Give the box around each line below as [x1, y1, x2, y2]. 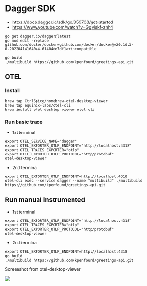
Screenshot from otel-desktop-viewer [5, 266, 81, 272]
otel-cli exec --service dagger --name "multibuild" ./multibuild [5, 178, 143, 183]
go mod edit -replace [5, 38, 49, 43]
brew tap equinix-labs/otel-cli [5, 103, 71, 108]
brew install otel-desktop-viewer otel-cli [5, 107, 95, 112]
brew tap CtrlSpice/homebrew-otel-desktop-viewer [5, 98, 108, 103]
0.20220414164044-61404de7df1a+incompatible [5, 46, 97, 51]
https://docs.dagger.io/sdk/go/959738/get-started [12, 19, 113, 25]
